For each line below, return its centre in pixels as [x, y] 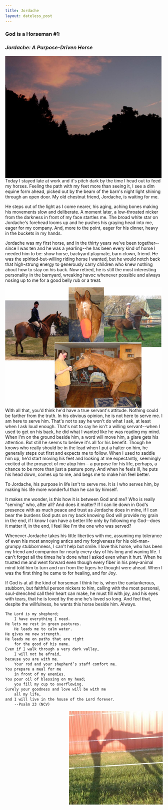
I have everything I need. [42, 619]
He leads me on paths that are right [44, 639]
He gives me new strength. [33, 634]
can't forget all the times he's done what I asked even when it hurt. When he [84, 557]
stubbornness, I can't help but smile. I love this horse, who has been [92, 546]
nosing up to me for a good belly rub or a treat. [53, 280]
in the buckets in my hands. [33, 233]
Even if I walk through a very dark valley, [52, 649]
